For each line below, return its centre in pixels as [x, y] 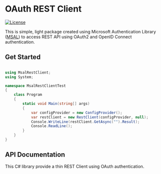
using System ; [19, 77]
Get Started [23, 57]
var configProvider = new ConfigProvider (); [77, 113]
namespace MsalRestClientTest [36, 86]
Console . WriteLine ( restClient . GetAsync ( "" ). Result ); [85, 122]
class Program [28, 95]
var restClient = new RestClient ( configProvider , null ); [90, 117]
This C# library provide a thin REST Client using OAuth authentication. [75, 166]
